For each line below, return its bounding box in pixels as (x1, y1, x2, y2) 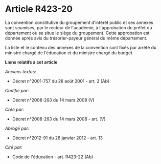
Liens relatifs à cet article (5, 59, 58, 65)
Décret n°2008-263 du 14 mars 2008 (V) (12, 97, 94, 103)
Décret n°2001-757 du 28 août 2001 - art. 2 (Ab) (12, 78, 110, 84)
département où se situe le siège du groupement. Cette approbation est (5, 30, 150, 36)
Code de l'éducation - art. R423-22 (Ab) (12, 154, 93, 160)
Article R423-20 (5, 3, 73, 15)
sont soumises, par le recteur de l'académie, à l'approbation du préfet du (5, 24, 153, 30)
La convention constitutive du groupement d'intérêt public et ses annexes (5, 20, 153, 25)
